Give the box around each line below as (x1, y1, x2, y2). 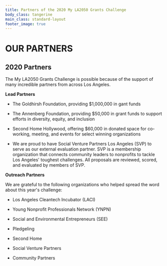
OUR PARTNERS (5, 43, 73, 54)
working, (12, 131, 31, 137)
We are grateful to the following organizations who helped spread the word (5, 182, 159, 188)
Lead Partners (5, 91, 35, 97)
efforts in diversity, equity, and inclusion (12, 116, 95, 122)
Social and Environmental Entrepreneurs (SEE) (12, 216, 108, 222)
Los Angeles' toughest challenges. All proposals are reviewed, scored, (12, 157, 157, 163)
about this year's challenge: (5, 187, 62, 193)
